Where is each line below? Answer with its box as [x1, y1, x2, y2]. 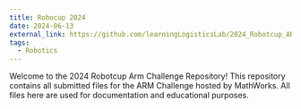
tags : [9, 38, 30, 47]
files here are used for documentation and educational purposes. [9, 90, 249, 101]
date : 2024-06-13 [9, 21, 74, 30]
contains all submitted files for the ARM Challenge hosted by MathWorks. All [9, 80, 291, 91]
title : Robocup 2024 [9, 13, 87, 22]
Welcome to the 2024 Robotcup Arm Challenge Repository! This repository [9, 71, 286, 81]
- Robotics [17, 46, 58, 55]
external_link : [9, 29, 66, 38]
